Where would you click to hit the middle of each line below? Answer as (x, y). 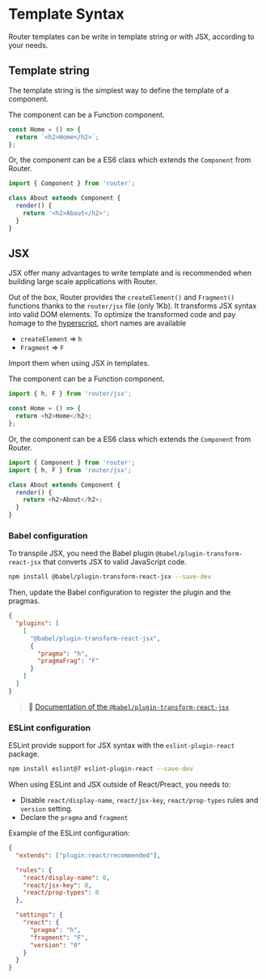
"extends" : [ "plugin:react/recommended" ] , (88, 855)
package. (24, 754)
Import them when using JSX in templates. (79, 363)
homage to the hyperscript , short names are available (97, 323)
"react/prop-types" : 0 (61, 893)
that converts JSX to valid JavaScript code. (115, 562)
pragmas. (24, 601)
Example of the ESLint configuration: (70, 833)
